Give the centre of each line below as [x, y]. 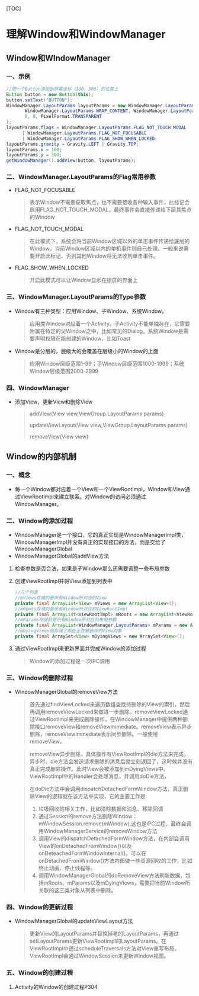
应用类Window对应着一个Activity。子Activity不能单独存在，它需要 [110, 324]
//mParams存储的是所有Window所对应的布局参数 [65, 620]
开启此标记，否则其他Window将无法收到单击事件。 [97, 256]
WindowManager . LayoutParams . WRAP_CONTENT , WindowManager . [97, 111]
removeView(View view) [59, 437]
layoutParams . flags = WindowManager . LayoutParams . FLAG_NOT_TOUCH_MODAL [96, 127]
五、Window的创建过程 [40, 973]
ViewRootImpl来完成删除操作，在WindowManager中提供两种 [109, 719]
